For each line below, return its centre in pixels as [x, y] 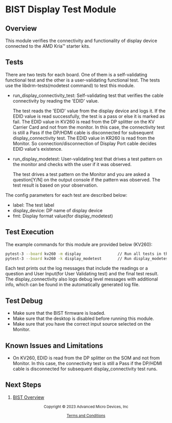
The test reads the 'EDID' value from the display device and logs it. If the [89, 111]
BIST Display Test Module [61, 9]
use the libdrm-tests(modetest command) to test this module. [70, 85]
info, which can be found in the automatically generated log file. [72, 285]
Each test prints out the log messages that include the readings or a [77, 268]
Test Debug [24, 301]
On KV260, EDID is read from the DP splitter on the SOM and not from [86, 358]
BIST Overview [28, 397]
